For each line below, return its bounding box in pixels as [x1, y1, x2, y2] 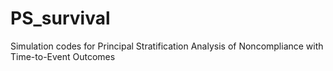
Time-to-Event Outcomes [10, 50, 116, 62]
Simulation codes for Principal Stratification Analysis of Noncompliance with [10, 40, 324, 52]
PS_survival [10, 7, 111, 30]
